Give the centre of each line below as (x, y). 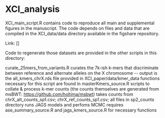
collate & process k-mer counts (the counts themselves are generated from (82, 89)
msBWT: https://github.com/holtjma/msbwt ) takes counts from (69, 94)
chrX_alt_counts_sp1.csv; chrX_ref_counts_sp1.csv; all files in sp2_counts (80, 99)
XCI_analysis (33, 9)
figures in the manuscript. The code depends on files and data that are (78, 28)
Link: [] (12, 43)
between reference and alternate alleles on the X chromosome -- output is (81, 73)
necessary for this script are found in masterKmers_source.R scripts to (78, 84)
